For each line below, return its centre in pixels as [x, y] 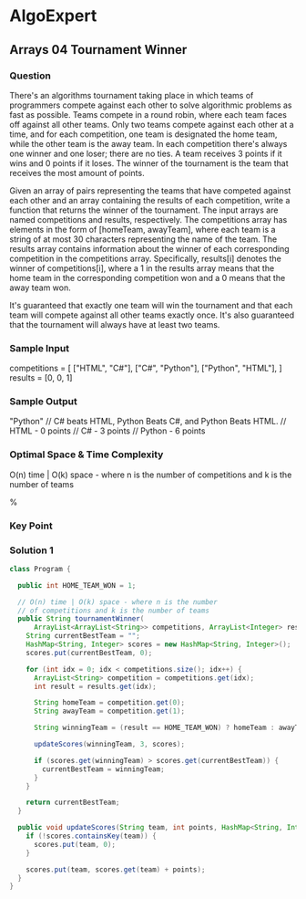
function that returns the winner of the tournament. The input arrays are [144, 210]
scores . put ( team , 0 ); [75, 844]
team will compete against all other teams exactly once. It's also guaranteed [152, 315]
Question [31, 76]
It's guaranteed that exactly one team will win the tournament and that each [151, 305]
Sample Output [43, 402]
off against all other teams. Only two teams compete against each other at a [152, 124]
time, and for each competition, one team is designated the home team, [143, 134]
